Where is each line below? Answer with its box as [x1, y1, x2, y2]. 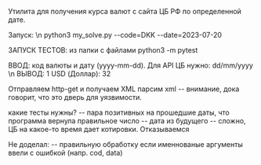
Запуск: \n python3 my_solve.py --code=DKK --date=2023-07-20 [8, 31, 222, 39]
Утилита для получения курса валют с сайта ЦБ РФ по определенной [8, 7, 241, 16]
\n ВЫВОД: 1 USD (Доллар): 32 [8, 69, 111, 78]
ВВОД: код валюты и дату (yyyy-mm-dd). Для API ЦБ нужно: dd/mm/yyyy [8, 60, 253, 70]
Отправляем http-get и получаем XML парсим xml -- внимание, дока [8, 84, 240, 93]
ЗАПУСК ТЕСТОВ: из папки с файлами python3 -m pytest [8, 46, 198, 54]
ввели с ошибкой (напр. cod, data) [8, 148, 123, 157]
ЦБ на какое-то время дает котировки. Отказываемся [8, 125, 190, 134]
